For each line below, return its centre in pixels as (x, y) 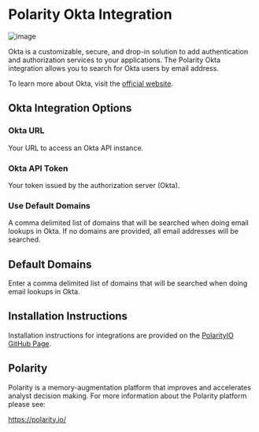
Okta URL (26, 131)
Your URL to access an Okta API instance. (76, 148)
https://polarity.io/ (37, 419)
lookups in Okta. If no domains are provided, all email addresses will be (123, 231)
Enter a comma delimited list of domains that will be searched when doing (128, 283)
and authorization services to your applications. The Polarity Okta (115, 60)
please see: (27, 404)
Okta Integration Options (70, 108)
